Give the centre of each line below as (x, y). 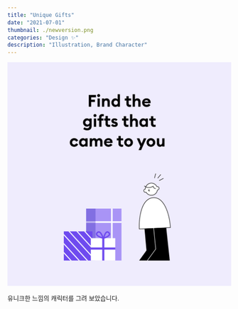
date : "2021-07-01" (36, 22)
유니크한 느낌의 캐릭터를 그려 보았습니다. (63, 298)
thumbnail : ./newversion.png (50, 30)
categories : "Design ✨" (43, 38)
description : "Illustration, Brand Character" (77, 45)
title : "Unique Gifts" (41, 15)
